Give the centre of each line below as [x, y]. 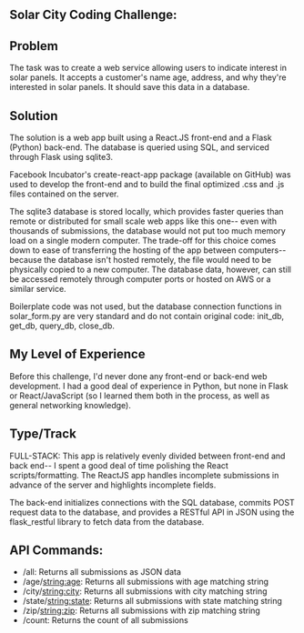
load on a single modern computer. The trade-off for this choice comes [143, 241]
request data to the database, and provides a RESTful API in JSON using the [152, 512]
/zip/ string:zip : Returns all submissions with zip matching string [142, 611]
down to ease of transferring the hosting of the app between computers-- [148, 250]
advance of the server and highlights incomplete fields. [113, 485]
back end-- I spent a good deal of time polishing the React [119, 465]
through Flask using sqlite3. [61, 157]
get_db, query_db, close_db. [62, 326]
